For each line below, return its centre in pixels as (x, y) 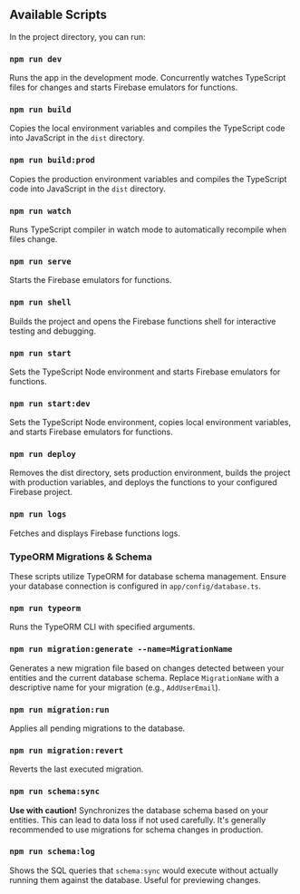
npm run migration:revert (67, 750)
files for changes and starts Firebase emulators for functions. (124, 87)
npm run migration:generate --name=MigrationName (121, 649)
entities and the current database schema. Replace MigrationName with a (144, 677)
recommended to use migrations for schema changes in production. (136, 830)
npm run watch (40, 211)
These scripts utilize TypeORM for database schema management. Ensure (148, 577)
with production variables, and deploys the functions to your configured (144, 482)
